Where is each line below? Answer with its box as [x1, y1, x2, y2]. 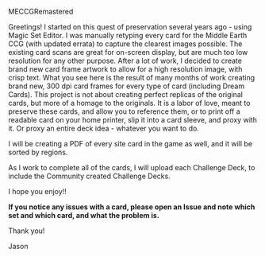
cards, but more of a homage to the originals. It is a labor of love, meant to [8, 99, 251, 107]
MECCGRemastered [8, 7, 74, 16]
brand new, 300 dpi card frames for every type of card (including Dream [8, 81, 244, 91]
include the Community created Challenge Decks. [8, 171, 171, 181]
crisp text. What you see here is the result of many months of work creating [8, 73, 255, 82]
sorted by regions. [8, 147, 68, 157]
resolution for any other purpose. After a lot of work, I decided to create [8, 56, 242, 65]
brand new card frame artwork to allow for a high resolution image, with [8, 64, 243, 74]
